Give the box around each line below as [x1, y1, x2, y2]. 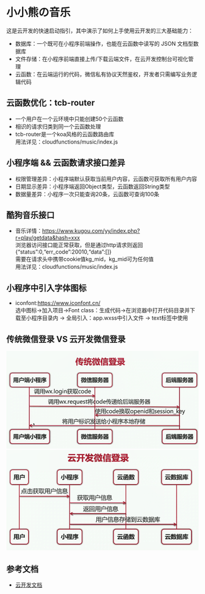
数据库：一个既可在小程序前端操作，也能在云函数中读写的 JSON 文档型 [15, 40, 193, 47]
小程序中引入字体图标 [6, 282, 87, 293]
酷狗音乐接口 [6, 210, 55, 220]
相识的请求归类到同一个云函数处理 [15, 123, 101, 130]
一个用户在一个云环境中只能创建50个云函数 [15, 115, 124, 122]
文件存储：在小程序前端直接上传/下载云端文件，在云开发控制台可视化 [15, 55, 189, 62]
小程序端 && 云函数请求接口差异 [6, 158, 126, 168]
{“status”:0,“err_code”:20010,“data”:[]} [15, 248, 112, 255]
